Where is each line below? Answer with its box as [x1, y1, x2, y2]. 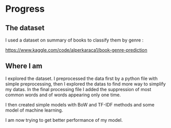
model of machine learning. [5, 107, 63, 113]
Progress [5, 3, 45, 15]
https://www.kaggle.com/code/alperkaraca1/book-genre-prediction [5, 47, 147, 53]
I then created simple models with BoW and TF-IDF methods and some [5, 101, 155, 108]
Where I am [5, 62, 42, 71]
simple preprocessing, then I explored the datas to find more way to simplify [5, 80, 166, 87]
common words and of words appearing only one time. [5, 92, 121, 98]
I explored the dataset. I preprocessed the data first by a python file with [5, 75, 158, 81]
